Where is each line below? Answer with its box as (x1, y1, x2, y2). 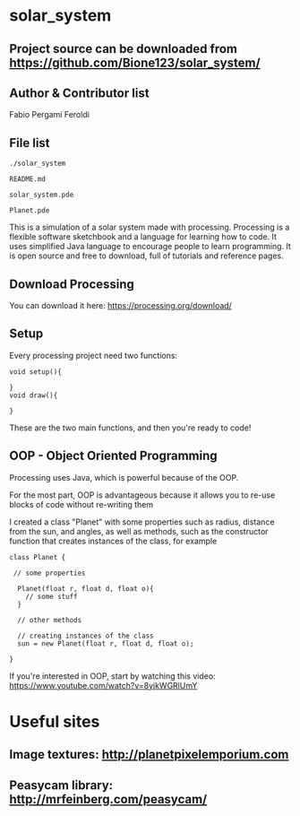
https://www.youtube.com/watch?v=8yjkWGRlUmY (9, 680, 198, 690)
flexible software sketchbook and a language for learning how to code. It (9, 231, 278, 242)
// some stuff (25, 592, 78, 601)
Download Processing (9, 276, 134, 291)
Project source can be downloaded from (9, 41, 237, 56)
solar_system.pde (9, 190, 74, 200)
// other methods (17, 615, 82, 624)
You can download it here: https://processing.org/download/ (9, 300, 233, 311)
